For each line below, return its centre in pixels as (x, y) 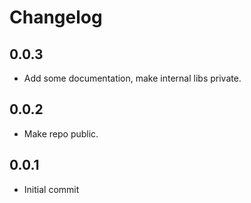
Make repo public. (61, 133)
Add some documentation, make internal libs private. (132, 78)
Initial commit (51, 189)
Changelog (56, 17)
